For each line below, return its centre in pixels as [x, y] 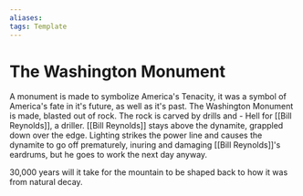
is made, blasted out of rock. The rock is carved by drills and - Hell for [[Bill [151, 116]
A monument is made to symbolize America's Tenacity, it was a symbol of [148, 97]
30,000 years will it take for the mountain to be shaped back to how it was [149, 172]
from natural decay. [47, 182]
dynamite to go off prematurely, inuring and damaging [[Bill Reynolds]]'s [145, 145]
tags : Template [38, 26]
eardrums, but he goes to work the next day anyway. [109, 155]
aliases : [26, 18]
